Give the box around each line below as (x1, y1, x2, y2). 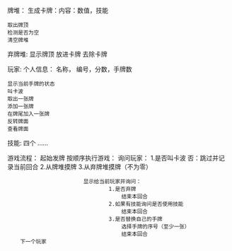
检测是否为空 (7, 29, 40, 36)
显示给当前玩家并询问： (83, 178, 141, 185)
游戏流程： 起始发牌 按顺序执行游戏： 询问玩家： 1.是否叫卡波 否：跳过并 (7, 154, 219, 162)
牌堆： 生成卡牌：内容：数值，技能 (7, 6, 108, 14)
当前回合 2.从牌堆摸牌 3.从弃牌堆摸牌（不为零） (13, 163, 152, 171)
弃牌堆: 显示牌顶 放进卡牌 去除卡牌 (7, 50, 108, 58)
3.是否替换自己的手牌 (108, 216, 163, 223)
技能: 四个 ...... (7, 139, 49, 147)
